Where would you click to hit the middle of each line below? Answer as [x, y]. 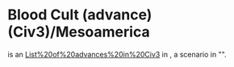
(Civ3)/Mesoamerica [79, 32]
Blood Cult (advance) [80, 15]
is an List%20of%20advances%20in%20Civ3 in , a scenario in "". [117, 54]
